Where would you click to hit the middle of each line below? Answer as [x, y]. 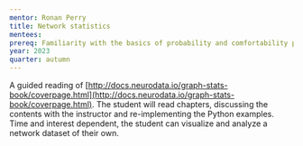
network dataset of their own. [64, 133]
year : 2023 [30, 51]
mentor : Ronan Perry [48, 18]
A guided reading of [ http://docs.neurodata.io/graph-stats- [119, 85]
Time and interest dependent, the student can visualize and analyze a [138, 123]
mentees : [26, 34]
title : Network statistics [60, 26]
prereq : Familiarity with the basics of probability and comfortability [149, 43]
